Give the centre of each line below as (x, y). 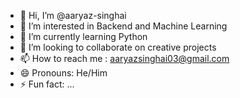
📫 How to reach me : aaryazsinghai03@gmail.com (124, 58)
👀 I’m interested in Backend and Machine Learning (123, 26)
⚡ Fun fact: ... (47, 84)
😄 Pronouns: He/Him (63, 73)
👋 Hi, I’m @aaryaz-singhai (73, 15)
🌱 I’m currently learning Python (83, 36)
